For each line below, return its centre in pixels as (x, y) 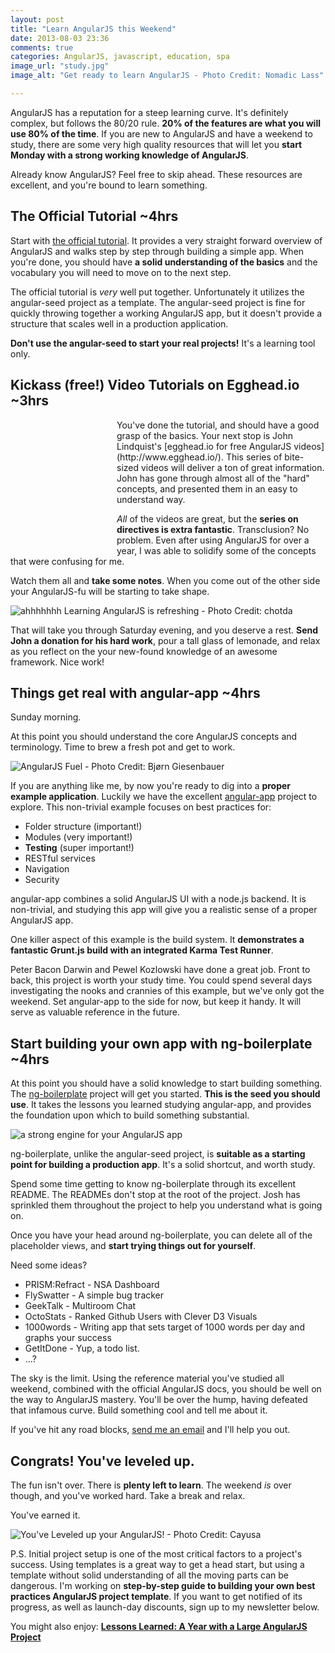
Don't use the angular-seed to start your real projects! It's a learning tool (163, 343)
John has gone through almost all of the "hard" (213, 478)
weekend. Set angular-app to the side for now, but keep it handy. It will (156, 1002)
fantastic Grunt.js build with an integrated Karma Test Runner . (142, 950)
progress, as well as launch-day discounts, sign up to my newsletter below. (165, 1607)
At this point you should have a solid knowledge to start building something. (166, 1083)
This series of (254, 457)
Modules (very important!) (78, 837)
